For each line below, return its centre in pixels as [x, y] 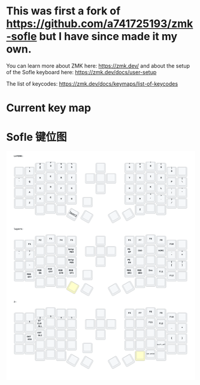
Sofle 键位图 [37, 137]
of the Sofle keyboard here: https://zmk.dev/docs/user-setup [81, 72]
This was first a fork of [63, 11]
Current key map [49, 108]
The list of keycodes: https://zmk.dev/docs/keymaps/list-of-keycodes [92, 84]
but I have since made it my [108, 37]
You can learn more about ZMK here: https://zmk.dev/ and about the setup [98, 66]
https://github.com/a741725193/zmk [100, 24]
